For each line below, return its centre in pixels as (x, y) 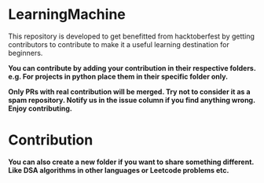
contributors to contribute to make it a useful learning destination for (119, 44)
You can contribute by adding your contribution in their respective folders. (132, 68)
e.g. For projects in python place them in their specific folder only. (118, 76)
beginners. (26, 53)
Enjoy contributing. (40, 108)
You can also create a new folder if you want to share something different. (131, 162)
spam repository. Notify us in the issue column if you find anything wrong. (132, 100)
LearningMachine (67, 15)
